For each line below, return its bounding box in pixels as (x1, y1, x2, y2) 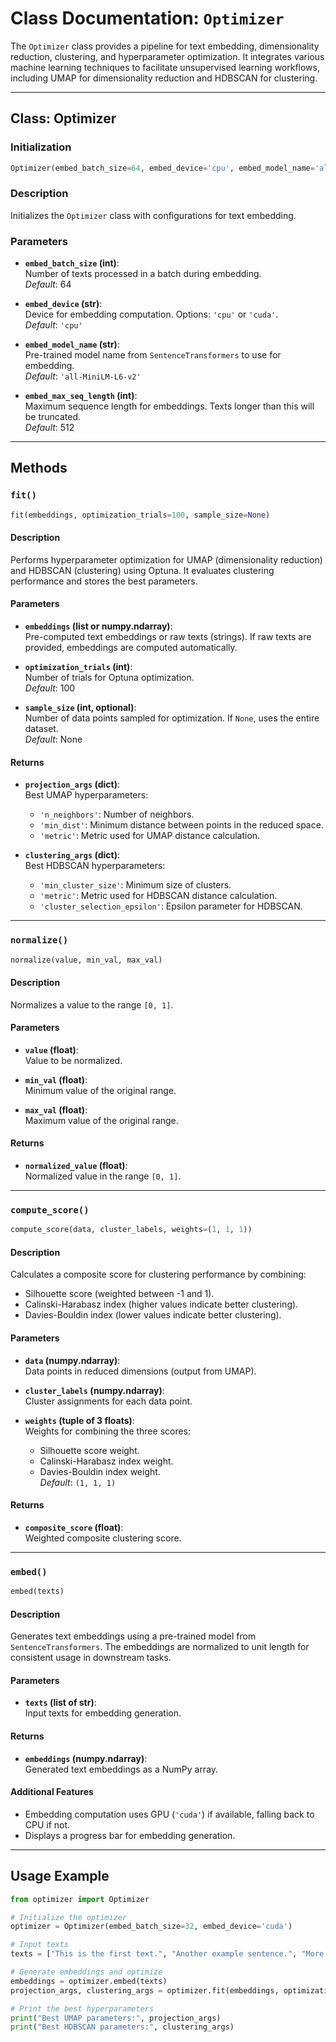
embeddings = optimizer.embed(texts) (10, 1976, 168, 1986)
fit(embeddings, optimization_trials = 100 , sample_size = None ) (10, 510, 271, 520)
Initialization (10, 140, 72, 154)
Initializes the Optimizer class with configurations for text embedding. (10, 209, 297, 221)
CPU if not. (24, 1818, 71, 1831)
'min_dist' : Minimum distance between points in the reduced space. (39, 819, 324, 831)
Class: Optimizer (10, 110, 117, 127)
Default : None (24, 733, 83, 746)
